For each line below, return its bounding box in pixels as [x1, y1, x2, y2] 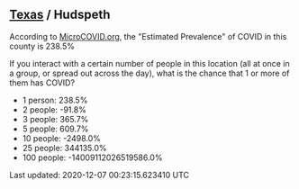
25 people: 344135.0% [22, 142, 107, 153]
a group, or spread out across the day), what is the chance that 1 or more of [9, 67, 290, 78]
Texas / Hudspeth [9, 7, 111, 22]
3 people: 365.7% [22, 113, 89, 124]
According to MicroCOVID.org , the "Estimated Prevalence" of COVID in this [9, 31, 287, 41]
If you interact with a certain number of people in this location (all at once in [9, 58, 290, 68]
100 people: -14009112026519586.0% [22, 152, 163, 163]
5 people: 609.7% [22, 123, 89, 134]
